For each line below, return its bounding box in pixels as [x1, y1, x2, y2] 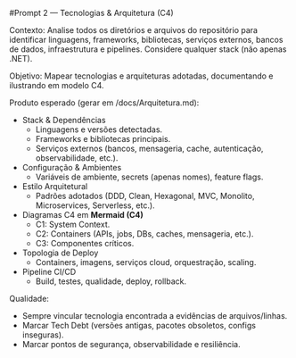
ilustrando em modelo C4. [9, 80, 104, 90]
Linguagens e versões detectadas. [35, 124, 163, 135]
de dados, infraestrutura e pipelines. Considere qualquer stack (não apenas [9, 44, 287, 54]
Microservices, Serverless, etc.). [35, 200, 155, 211]
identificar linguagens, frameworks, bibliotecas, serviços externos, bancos [9, 35, 284, 45]
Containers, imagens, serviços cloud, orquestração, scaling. [35, 257, 257, 267]
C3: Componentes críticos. [35, 238, 135, 248]
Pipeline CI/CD [21, 267, 77, 277]
